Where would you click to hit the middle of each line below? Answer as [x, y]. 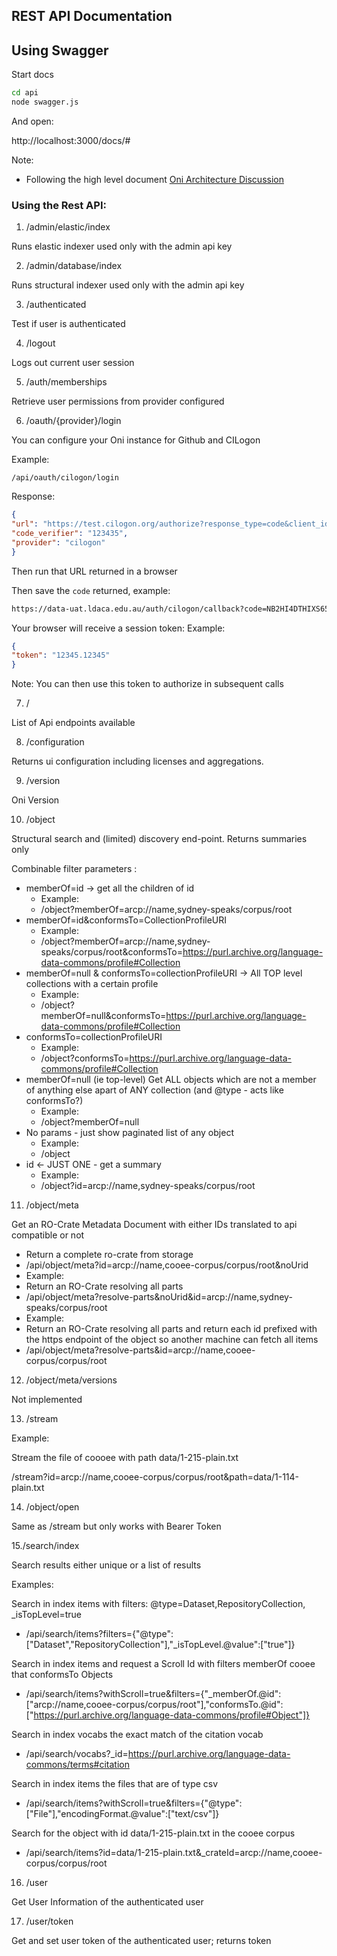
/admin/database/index [74, 266]
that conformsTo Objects [62, 1675]
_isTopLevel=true [47, 1615]
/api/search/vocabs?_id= [77, 1754]
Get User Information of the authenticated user [107, 1902]
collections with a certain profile [92, 984]
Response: [33, 496]
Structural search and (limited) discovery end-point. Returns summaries [159, 839]
